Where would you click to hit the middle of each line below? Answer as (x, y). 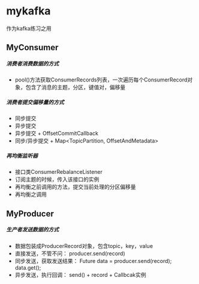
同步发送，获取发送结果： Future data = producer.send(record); (93, 261)
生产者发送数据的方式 (32, 229)
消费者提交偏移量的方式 (35, 102)
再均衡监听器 (22, 155)
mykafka (28, 11)
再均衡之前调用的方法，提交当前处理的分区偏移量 (75, 187)
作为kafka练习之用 (29, 28)
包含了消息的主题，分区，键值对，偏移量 (76, 87)
